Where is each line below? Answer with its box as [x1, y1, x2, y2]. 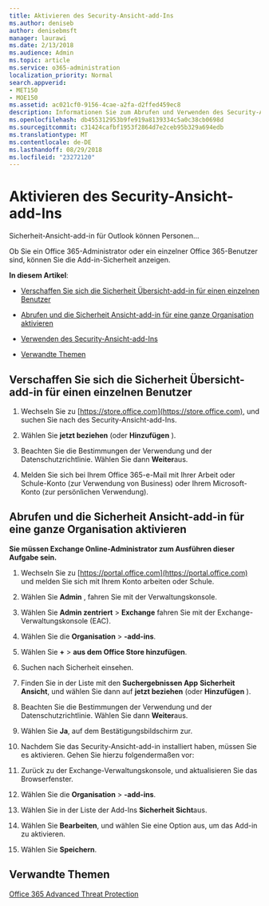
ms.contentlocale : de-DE [9, 138, 92, 146]
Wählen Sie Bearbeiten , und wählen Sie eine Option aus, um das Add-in [20, 820, 258, 830]
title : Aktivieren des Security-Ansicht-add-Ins [9, 11, 174, 20]
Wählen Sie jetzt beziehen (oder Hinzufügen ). [20, 431, 176, 440]
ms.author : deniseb [9, 19, 74, 27]
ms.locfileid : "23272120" [9, 153, 95, 161]
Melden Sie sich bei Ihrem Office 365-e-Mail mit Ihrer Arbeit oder [20, 470, 235, 479]
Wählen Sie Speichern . [20, 844, 97, 854]
